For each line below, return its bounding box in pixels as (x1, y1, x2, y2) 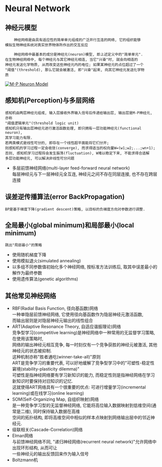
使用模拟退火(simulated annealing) (12, 258, 81, 264)
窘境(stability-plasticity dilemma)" (12, 366, 80, 372)
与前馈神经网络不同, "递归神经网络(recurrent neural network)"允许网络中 (12, 439, 157, 445)
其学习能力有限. (5, 135, 33, 140)
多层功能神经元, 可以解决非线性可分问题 (5, 156, 75, 161)
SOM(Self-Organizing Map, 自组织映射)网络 (12, 396, 99, 403)
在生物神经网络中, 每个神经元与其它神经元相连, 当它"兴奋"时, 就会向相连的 (5, 57, 138, 62)
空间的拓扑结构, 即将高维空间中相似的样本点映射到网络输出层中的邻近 (12, 415, 151, 420)
